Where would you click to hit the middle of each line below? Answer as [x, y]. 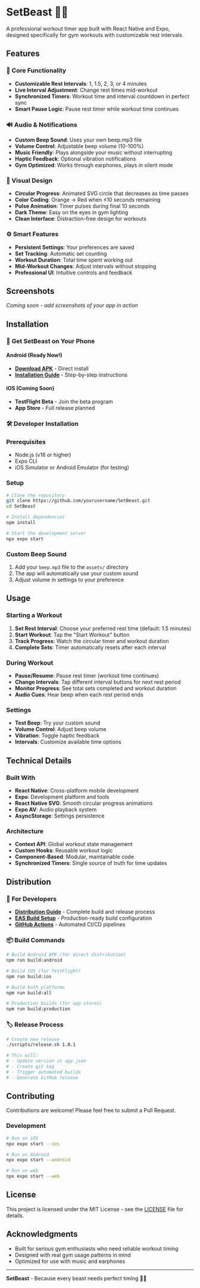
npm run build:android [34, 960]
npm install [21, 523]
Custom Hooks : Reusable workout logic [64, 851]
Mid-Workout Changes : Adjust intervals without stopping [85, 266]
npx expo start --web [33, 1176]
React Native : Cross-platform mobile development [77, 790]
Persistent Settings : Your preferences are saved [74, 247]
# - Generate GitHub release [42, 1077]
